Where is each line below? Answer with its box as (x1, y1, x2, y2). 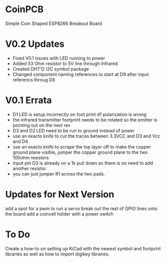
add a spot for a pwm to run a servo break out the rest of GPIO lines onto (5, 205, 158, 212)
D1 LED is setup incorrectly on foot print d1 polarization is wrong (12, 111, 147, 118)
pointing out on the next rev (12, 122, 71, 128)
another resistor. (12, 165, 47, 171)
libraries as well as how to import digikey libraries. (5, 251, 110, 257)
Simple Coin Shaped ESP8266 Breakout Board (5, 20, 103, 26)
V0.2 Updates (5, 38, 65, 50)
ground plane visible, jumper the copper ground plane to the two (12, 149, 148, 155)
